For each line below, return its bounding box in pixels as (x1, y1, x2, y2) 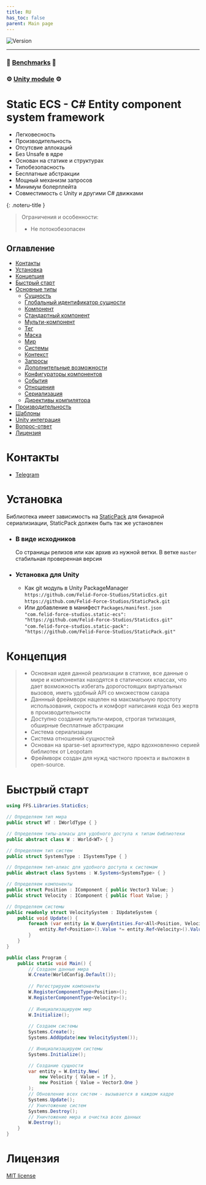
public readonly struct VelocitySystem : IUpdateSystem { (6, 909, 158, 915)
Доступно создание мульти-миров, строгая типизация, (30, 715, 177, 722)
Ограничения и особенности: (21, 213, 99, 221)
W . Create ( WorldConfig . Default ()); (28, 972, 116, 978)
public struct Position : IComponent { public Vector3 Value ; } (6, 887, 174, 893)
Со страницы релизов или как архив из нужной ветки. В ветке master (15, 549, 197, 556)
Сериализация (24, 389, 63, 397)
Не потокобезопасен (30, 225, 86, 233)
